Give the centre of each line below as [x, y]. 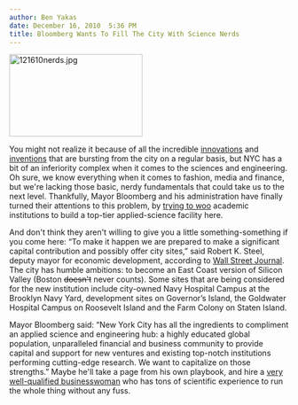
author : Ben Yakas [43, 17]
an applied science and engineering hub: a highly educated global [130, 334]
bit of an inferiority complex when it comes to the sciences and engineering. [149, 168]
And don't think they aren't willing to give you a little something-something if [149, 232]
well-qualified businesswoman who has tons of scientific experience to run [146, 381]
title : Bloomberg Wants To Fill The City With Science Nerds [125, 34]
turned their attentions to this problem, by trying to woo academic [129, 206]
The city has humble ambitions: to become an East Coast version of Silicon [146, 270]
